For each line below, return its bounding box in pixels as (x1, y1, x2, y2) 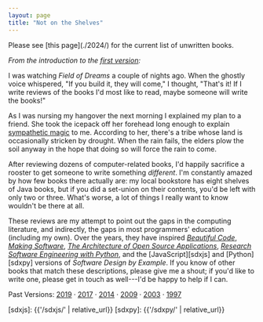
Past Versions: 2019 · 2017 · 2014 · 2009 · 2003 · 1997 (8, 289, 182, 298)
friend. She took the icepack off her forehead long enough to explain (8, 119, 230, 128)
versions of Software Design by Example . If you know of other (34, 258, 236, 267)
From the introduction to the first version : (8, 56, 141, 65)
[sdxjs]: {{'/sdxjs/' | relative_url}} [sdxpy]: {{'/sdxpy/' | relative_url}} (8, 305, 225, 314)
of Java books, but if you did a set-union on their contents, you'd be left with (8, 184, 256, 194)
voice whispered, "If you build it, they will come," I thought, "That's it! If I (8, 79, 242, 89)
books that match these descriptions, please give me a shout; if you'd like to (8, 266, 255, 275)
